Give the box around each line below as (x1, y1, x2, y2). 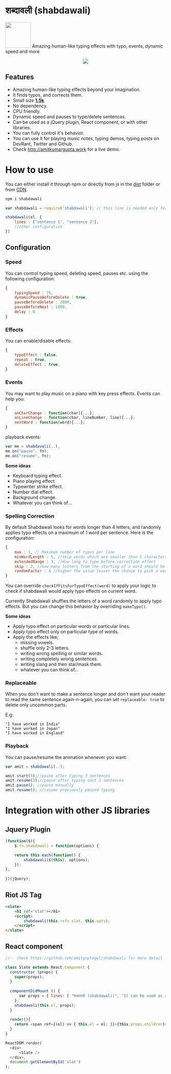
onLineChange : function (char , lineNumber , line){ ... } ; (14, 415, 136, 420)
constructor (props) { (10, 969, 58, 975)
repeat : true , (14, 357, 47, 362)
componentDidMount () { (10, 989, 60, 994)
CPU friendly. (12, 108, 41, 114)
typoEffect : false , (14, 352, 58, 357)
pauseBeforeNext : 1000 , (14, 304, 67, 310)
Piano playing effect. (12, 478, 56, 484)
